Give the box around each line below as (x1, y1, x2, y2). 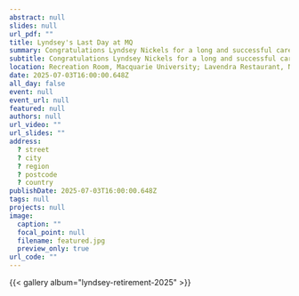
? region (17, 162, 50, 171)
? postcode (17, 170, 58, 179)
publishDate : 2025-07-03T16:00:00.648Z (9, 187, 158, 196)
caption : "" (17, 220, 62, 228)
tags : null (9, 195, 50, 204)
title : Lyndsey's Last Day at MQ (9, 37, 133, 47)
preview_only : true (17, 244, 90, 253)
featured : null (9, 104, 66, 113)
